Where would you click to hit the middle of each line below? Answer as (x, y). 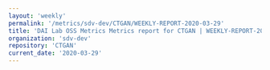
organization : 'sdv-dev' (50, 38)
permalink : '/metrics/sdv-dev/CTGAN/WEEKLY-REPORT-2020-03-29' (117, 23)
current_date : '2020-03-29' (55, 53)
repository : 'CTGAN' (43, 46)
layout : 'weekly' (37, 16)
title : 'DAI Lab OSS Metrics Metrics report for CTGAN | (106, 31)
